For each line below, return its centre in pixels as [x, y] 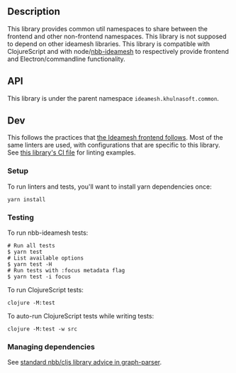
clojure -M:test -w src [43, 329]
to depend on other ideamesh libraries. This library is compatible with [109, 44]
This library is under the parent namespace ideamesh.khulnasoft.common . [113, 98]
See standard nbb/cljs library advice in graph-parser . [85, 362]
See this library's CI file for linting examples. [72, 152]
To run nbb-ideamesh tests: [48, 233]
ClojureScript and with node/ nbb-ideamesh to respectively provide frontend [118, 51]
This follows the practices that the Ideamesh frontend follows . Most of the [115, 138]
